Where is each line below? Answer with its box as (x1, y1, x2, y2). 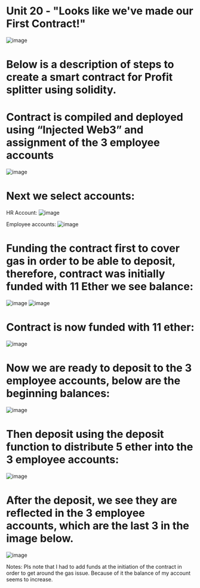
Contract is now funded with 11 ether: (6, 321, 195, 334)
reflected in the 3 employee (6, 506, 145, 520)
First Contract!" (6, 17, 86, 31)
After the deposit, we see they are (6, 493, 177, 507)
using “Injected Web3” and (6, 123, 144, 137)
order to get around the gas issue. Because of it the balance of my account (6, 569, 191, 577)
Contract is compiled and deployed (6, 111, 183, 124)
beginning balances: (6, 387, 110, 400)
